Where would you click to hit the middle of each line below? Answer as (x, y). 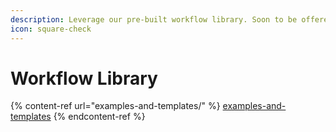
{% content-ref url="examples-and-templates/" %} (115, 106)
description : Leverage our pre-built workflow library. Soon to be (154, 19)
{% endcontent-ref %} (99, 117)
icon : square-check (51, 29)
